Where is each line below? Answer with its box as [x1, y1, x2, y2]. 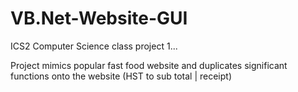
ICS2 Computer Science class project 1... [10, 40, 178, 52]
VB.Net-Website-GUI [10, 7, 188, 30]
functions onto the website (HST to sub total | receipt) [10, 70, 232, 82]
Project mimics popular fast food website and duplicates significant [10, 59, 288, 71]
